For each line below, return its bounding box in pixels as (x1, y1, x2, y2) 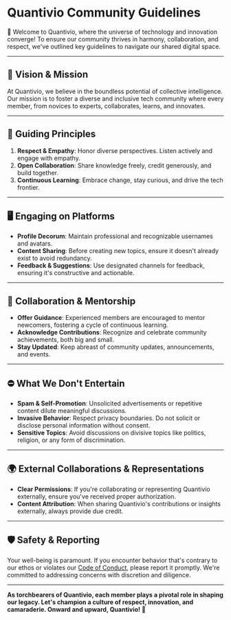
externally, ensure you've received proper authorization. (16, 492, 177, 501)
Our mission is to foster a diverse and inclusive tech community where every (7, 94, 224, 103)
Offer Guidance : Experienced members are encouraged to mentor (16, 314, 206, 322)
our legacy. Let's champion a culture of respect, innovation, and (7, 598, 194, 606)
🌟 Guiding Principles (7, 128, 96, 140)
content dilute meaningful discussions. (16, 407, 127, 414)
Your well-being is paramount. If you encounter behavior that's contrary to (7, 556, 218, 564)
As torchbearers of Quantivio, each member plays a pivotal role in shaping (7, 590, 223, 599)
